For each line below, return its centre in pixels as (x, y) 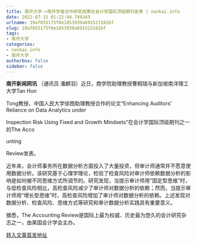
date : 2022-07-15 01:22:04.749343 (48, 17)
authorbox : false (27, 61)
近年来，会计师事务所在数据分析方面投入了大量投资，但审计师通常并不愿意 (96, 166)
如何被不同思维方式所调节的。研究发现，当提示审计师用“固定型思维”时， (103, 181)
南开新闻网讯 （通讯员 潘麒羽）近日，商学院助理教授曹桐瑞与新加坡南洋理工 (97, 83)
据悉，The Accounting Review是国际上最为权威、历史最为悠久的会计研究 (94, 215)
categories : (21, 45)
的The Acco (21, 129)
